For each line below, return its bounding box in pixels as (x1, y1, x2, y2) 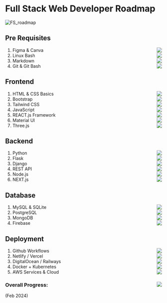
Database (5, 191, 36, 199)
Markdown (12, 58, 35, 64)
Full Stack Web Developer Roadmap (5, 3, 156, 14)
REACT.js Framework (12, 112, 56, 118)
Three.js (12, 123, 30, 129)
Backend (5, 137, 33, 145)
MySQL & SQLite (12, 204, 47, 210)
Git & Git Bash (12, 63, 41, 69)
